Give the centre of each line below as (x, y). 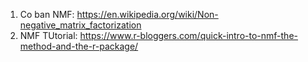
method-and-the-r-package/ (79, 46)
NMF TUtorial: (48, 35)
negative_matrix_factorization (80, 25)
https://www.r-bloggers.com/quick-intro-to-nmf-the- (188, 35)
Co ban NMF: (47, 14)
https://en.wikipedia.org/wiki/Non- (147, 14)
